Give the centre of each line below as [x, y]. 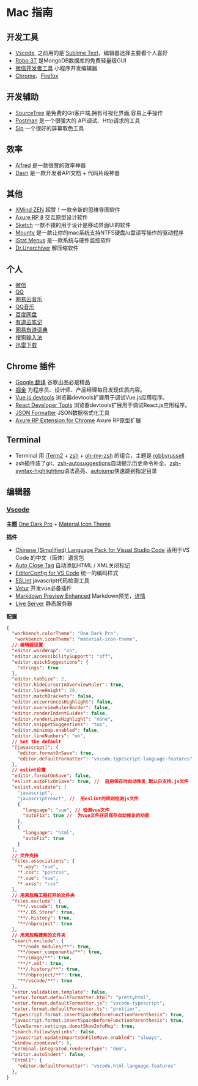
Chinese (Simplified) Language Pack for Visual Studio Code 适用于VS [102, 550]
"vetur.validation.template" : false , [60, 992]
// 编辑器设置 [28, 645]
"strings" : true [38, 668]
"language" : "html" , [49, 833]
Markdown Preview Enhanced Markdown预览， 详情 [80, 596]
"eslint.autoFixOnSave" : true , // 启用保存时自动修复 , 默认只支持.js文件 [100, 782]
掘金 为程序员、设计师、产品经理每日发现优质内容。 [80, 390]
